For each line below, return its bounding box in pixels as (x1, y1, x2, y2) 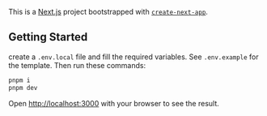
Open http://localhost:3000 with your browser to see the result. (8, 98, 220, 108)
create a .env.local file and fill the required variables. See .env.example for (8, 52, 259, 62)
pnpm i (8, 76, 31, 84)
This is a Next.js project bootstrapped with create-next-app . (8, 7, 209, 16)
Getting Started (8, 30, 88, 44)
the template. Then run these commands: (8, 60, 146, 70)
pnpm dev (8, 84, 38, 92)
